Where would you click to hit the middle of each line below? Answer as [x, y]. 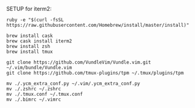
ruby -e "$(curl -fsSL [35, 20]
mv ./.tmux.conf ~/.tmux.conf [45, 94]
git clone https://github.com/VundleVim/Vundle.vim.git [79, 62]
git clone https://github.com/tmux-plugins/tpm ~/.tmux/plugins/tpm [95, 73]
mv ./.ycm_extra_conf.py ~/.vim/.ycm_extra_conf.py [73, 84]
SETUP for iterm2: [29, 9]
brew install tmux [30, 52]
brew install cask [30, 36]
